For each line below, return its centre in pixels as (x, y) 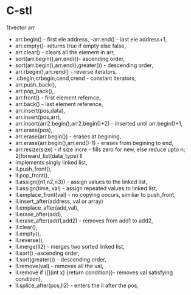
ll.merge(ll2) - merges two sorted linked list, (70, 246)
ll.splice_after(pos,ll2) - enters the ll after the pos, (77, 285)
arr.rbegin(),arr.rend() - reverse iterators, (66, 71)
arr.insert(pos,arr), (38, 117)
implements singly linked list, (51, 162)
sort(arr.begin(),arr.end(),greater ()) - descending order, (84, 65)
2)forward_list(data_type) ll (49, 155)
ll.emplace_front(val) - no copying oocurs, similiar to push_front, (95, 194)
